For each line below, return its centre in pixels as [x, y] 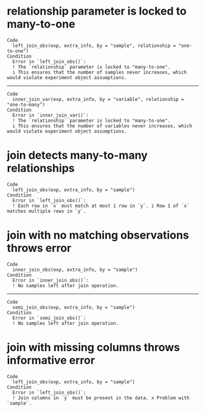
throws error [39, 248]
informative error [51, 360]
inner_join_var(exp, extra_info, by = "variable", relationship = [98, 99]
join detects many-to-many [77, 155]
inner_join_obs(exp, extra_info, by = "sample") [75, 270]
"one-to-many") [26, 105]
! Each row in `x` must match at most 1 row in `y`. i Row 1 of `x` [101, 206]
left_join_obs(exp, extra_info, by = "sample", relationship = [94, 46]
